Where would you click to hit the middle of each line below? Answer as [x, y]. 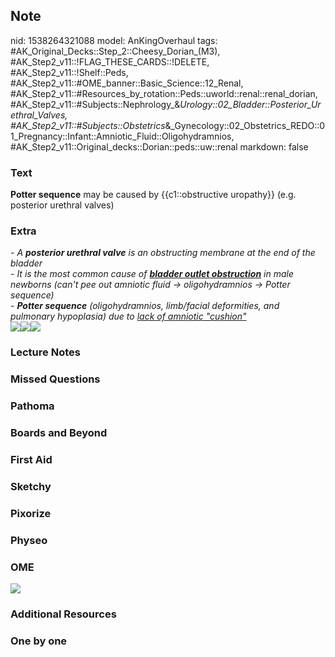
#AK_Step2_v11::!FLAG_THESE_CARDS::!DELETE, [110, 61]
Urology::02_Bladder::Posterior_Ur [250, 104]
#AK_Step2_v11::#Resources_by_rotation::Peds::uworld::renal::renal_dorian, [164, 93]
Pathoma [32, 406]
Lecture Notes [45, 352]
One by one [39, 641]
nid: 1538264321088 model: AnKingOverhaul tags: [114, 40]
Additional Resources [63, 614]
